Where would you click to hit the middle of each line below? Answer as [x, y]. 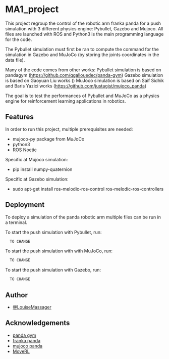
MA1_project [32, 9]
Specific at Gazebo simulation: [37, 179]
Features [19, 117]
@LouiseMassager [32, 307]
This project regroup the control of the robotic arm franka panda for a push [83, 23]
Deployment [25, 205]
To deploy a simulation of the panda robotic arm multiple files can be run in [83, 217]
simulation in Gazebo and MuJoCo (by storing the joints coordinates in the [82, 55]
